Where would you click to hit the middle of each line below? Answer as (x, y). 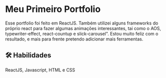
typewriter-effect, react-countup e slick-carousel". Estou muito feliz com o (82, 33)
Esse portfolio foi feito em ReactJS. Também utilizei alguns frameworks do (82, 23)
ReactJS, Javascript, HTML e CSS (40, 70)
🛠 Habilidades (28, 55)
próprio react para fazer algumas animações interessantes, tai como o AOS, (83, 28)
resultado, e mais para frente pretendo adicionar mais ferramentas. (74, 39)
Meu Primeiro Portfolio (53, 9)
